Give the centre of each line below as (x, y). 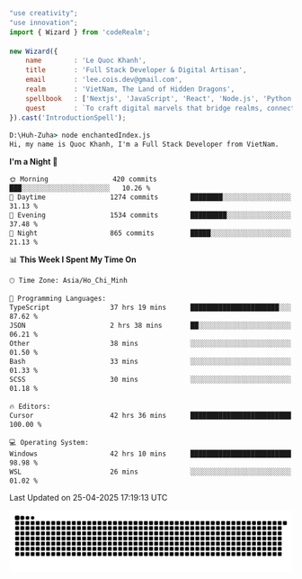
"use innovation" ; (44, 23)
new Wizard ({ (34, 51)
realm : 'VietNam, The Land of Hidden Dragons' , (130, 89)
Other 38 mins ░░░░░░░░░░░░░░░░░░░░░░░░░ (151, 344)
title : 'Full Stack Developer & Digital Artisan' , (136, 70)
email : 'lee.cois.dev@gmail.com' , (104, 80)
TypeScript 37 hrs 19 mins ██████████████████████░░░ (151, 308)
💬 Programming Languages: (58, 299)
